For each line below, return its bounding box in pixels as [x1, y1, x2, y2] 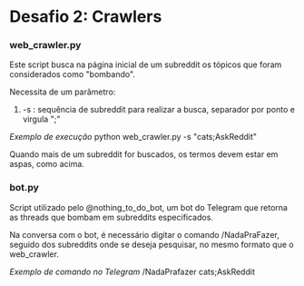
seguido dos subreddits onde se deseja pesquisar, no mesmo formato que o [9, 239, 294, 250]
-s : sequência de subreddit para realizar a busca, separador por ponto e [22, 104, 295, 115]
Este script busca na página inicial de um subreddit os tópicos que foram [9, 59, 282, 70]
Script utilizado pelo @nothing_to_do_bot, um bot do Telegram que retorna [9, 202, 289, 212]
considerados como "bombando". [9, 69, 136, 80]
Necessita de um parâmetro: [9, 86, 116, 97]
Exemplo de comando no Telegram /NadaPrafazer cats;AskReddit [9, 266, 256, 277]
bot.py [9, 182, 39, 194]
